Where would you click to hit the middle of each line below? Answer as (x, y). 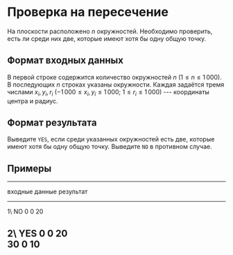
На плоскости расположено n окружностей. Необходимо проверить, (110, 31)
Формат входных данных (65, 61)
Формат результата (52, 122)
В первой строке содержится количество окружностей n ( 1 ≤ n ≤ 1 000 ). (114, 77)
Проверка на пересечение (88, 12)
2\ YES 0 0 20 (37, 233)
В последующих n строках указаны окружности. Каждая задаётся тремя (116, 85)
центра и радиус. (33, 100)
